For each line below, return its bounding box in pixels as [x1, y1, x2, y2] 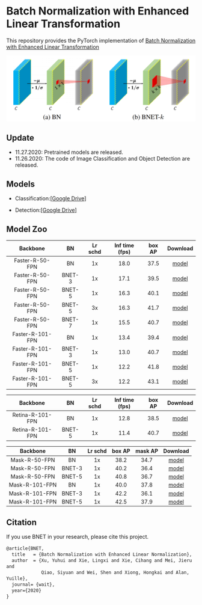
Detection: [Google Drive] [14, 206, 77, 214]
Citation [6, 517, 37, 527]
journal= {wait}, [11, 582, 55, 588]
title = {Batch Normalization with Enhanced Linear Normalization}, [11, 551, 192, 557]
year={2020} [11, 588, 42, 594]
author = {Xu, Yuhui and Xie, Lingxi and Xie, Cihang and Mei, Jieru [11, 557, 192, 564]
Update [6, 133, 35, 143]
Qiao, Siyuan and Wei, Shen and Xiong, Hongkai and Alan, [41, 570, 189, 576]
